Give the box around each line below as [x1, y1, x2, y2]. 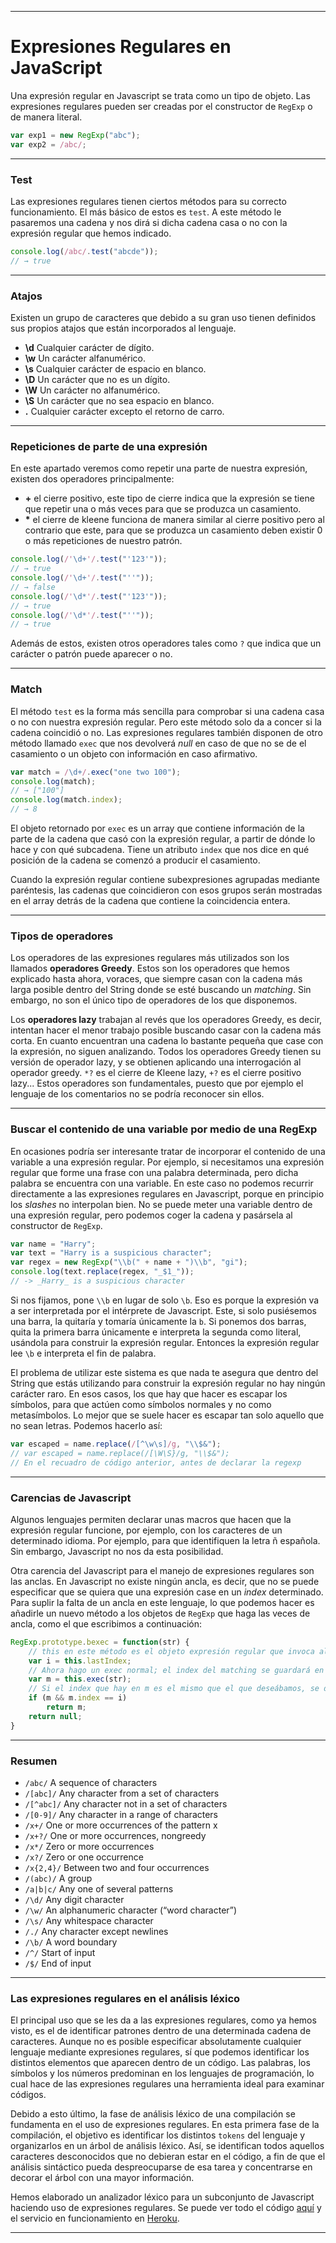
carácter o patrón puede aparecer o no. [10, 648, 173, 660]
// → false [10, 582, 56, 592]
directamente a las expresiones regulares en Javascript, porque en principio [10, 1187, 325, 1200]
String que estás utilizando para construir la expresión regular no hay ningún [10, 1377, 326, 1389]
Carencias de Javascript [10, 1491, 132, 1505]
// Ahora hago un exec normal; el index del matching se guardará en [28, 1665, 325, 1675]
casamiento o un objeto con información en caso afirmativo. [10, 747, 258, 760]
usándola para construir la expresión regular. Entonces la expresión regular [10, 1336, 320, 1348]
